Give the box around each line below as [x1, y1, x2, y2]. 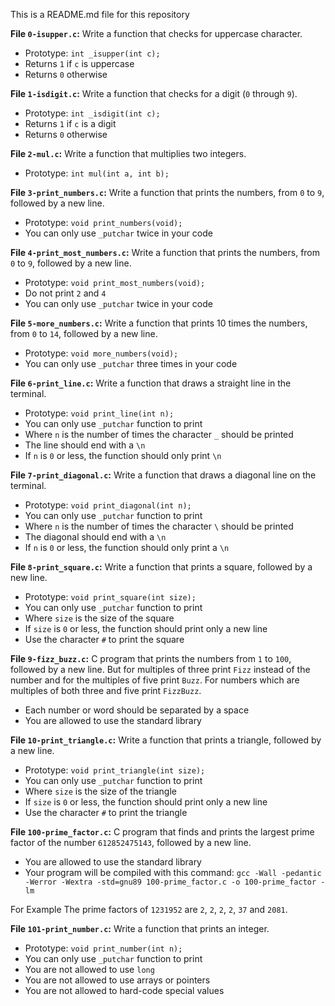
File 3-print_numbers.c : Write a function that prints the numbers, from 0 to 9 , [10, 187, 325, 198]
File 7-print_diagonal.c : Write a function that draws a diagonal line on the [10, 469, 317, 481]
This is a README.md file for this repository [10, 9, 190, 20]
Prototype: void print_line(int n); [24, 407, 175, 419]
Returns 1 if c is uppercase [24, 58, 135, 69]
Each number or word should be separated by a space [24, 704, 250, 716]
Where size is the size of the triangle [24, 785, 177, 797]
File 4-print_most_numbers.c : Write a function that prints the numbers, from [10, 247, 321, 258]
